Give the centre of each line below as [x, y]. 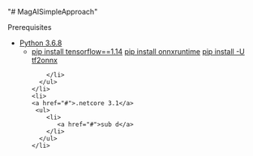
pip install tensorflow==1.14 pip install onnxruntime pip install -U [138, 51]
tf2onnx [45, 60]
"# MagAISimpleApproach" [53, 12]
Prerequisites [30, 27]
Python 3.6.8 [41, 43]
